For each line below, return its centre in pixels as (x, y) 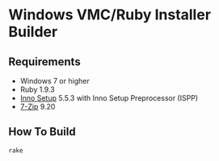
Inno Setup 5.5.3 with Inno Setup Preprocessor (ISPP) (109, 98)
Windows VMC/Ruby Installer (110, 15)
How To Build (42, 132)
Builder (33, 32)
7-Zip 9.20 (38, 107)
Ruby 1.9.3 (37, 89)
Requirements (44, 62)
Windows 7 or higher (55, 81)
